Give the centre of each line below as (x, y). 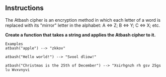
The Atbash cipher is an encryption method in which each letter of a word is (83, 20)
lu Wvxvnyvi (17, 70)
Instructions (24, 8)
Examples (14, 44)
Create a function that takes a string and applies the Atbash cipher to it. (81, 35)
